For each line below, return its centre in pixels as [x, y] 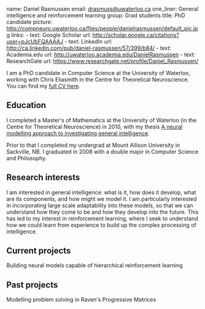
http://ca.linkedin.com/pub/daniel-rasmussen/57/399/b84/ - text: [89, 48]
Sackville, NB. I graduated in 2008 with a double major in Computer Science [102, 151]
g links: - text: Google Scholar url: [49, 35]
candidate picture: [29, 22]
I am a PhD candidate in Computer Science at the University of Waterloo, [98, 73]
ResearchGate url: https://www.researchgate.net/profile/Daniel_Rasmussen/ [102, 61]
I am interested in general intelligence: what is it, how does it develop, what [101, 192]
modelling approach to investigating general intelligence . [78, 133]
